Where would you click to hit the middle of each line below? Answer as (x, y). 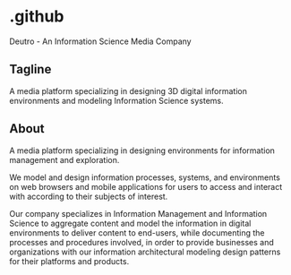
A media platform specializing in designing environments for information (142, 150)
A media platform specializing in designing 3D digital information (128, 90)
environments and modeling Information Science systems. (116, 100)
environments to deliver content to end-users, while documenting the (137, 232)
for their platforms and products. (69, 261)
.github (37, 17)
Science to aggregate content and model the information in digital (130, 223)
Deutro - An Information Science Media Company (100, 41)
